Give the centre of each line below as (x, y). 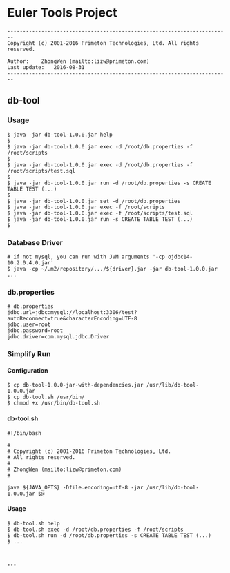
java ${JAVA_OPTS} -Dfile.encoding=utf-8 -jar (75, 487)
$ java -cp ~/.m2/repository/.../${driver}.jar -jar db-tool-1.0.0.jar (112, 269)
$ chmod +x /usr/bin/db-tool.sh (54, 403)
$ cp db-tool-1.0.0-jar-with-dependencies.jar (75, 385)
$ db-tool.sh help (33, 523)
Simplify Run (29, 354)
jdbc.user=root (29, 325)
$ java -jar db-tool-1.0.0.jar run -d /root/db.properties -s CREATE (109, 183)
